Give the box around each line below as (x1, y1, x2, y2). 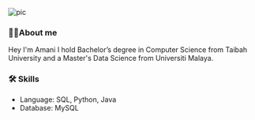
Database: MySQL (19, 103, 79, 112)
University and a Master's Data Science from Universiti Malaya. (8, 54, 214, 63)
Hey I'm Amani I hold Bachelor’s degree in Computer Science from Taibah (8, 45, 248, 54)
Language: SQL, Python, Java (19, 95, 117, 104)
